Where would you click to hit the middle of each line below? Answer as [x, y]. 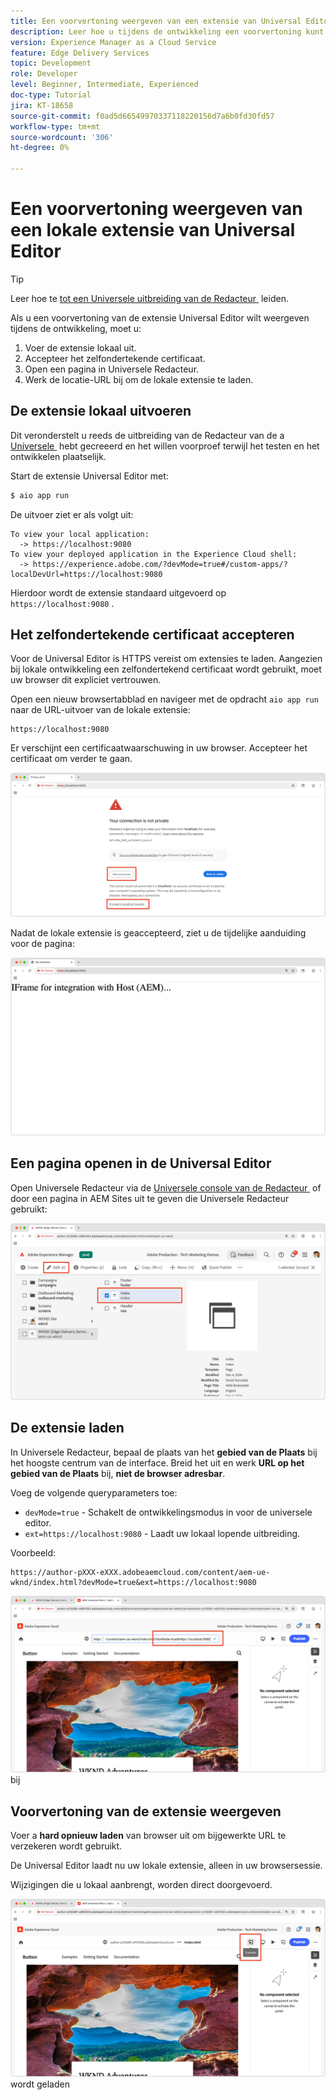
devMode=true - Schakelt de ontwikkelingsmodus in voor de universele [168, 1512]
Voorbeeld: [33, 1552]
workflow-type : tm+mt [55, 126]
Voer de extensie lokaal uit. [80, 347]
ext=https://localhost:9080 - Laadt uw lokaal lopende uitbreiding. [162, 1533]
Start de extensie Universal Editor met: [89, 476]
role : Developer [44, 74]
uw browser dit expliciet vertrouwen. [86, 680]
